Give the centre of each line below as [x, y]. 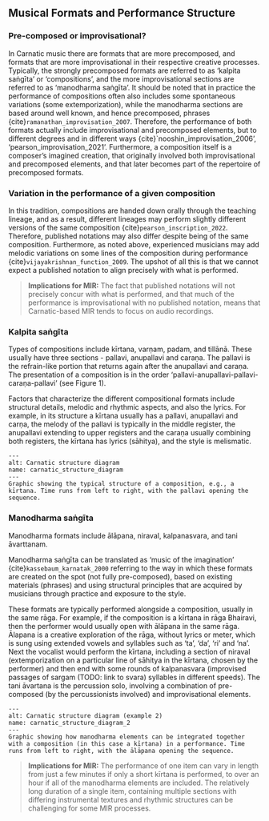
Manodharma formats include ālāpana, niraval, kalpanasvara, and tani [123, 535]
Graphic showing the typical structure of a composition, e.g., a [121, 484]
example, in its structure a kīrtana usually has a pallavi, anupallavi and [123, 416]
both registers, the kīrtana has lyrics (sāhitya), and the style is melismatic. [130, 441]
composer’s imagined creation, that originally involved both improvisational [132, 155]
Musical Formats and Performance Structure [122, 13]
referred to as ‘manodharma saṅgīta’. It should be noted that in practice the [132, 87]
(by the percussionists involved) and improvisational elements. [148, 694]
